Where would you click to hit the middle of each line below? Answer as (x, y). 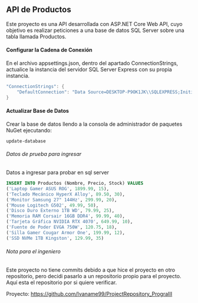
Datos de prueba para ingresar (44, 154)
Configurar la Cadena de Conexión (49, 50)
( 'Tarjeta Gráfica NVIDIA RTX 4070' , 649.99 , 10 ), (70, 222)
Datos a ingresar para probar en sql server (57, 172)
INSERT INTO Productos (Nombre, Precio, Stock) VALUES (75, 183)
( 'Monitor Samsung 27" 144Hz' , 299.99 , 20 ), (62, 200)
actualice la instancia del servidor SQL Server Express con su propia (89, 70)
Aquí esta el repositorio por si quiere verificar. (62, 282)
